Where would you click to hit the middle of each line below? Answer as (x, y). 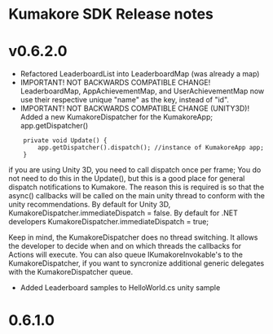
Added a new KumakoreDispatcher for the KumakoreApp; (117, 117)
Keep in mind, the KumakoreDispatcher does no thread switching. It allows (133, 237)
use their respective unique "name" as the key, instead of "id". (125, 100)
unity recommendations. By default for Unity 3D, (90, 205)
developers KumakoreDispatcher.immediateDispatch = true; (109, 222)
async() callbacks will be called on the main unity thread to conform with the (136, 196)
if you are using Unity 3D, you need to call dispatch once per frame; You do (135, 170)
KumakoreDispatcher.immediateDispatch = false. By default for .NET (123, 213)
